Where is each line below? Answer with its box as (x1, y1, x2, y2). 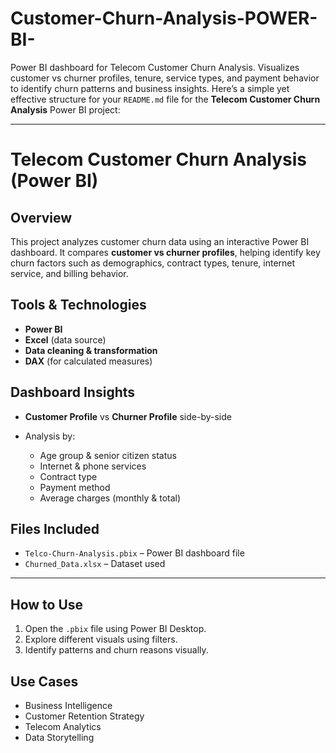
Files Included (10, 520, 100, 537)
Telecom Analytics (24, 721, 102, 732)
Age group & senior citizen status (39, 449, 177, 461)
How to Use (10, 596, 84, 613)
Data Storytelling (24, 732, 95, 743)
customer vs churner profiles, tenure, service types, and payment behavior (10, 72, 320, 84)
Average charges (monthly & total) (39, 492, 182, 504)
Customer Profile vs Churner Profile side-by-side (24, 410, 232, 422)
